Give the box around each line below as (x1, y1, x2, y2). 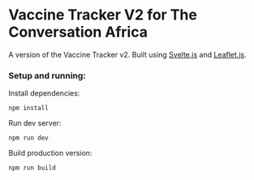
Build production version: (8, 148, 93, 158)
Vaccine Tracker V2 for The (8, 6, 197, 24)
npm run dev (8, 134, 49, 143)
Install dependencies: (8, 88, 80, 98)
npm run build (8, 164, 57, 172)
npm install (8, 104, 49, 113)
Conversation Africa (8, 23, 149, 41)
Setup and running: (8, 70, 87, 81)
